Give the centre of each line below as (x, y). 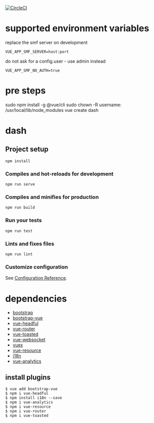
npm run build (20, 208)
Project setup (27, 149)
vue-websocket (29, 340)
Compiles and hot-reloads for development (60, 174)
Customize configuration (37, 267)
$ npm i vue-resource (28, 407)
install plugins (28, 377)
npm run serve (20, 185)
